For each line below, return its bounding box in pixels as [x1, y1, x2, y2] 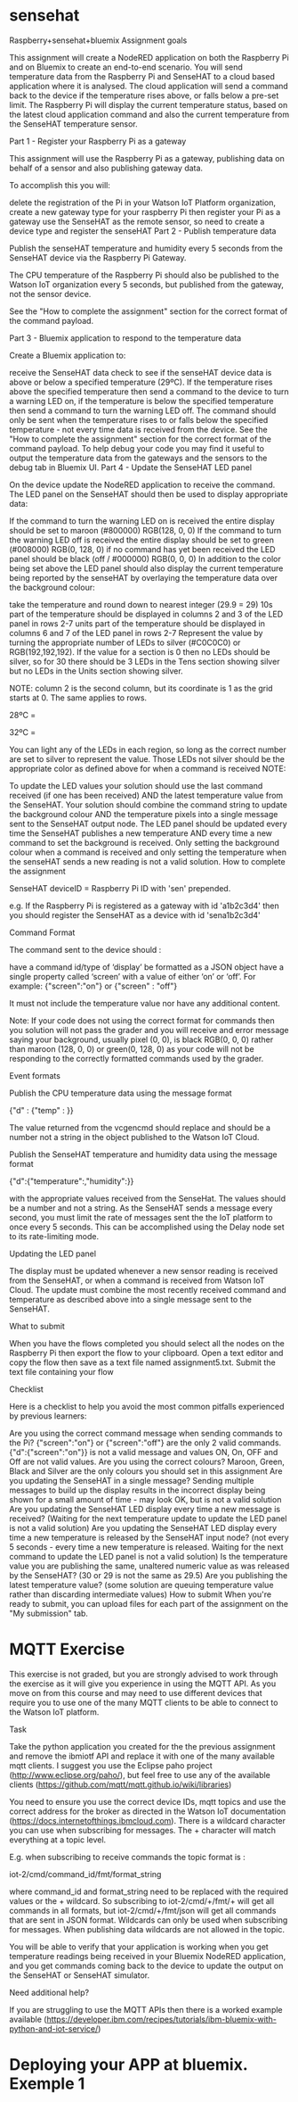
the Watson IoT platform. [9, 1706, 100, 1717]
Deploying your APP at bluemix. [9, 2055, 248, 2075]
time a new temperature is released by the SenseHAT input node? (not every [9, 1532, 289, 1543]
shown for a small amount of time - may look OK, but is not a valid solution [9, 1494, 282, 1504]
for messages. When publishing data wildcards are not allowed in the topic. [9, 1924, 285, 1934]
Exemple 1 [9, 2073, 85, 2094]
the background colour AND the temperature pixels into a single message [9, 808, 278, 819]
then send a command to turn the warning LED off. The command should [9, 405, 277, 416]
